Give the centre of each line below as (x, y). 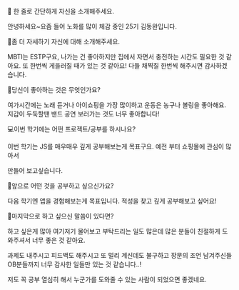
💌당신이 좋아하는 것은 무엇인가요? (54, 90)
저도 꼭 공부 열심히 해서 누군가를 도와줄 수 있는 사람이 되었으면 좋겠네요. (107, 279)
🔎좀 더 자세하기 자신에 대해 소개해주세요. (63, 41)
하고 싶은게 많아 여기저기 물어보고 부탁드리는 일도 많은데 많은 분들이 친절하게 (114, 231)
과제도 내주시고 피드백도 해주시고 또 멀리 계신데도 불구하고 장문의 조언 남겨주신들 (120, 255)
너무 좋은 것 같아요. (59, 240)
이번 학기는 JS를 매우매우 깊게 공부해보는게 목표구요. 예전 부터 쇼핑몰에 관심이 (116, 146)
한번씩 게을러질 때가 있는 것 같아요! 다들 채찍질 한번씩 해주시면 (116, 66)
